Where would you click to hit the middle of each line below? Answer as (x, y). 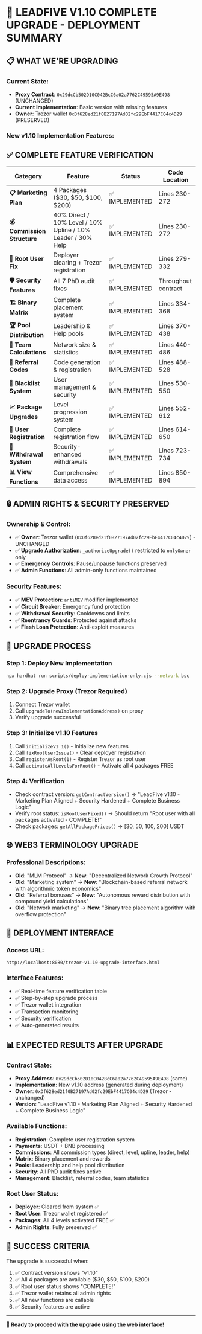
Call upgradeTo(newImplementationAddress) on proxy (79, 711)
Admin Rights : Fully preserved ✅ (56, 1227)
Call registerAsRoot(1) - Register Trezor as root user (80, 759)
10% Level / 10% (78, 222)
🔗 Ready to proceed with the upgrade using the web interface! (85, 1324)
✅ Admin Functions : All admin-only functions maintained (86, 571)
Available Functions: (37, 1126)
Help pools (69, 333)
